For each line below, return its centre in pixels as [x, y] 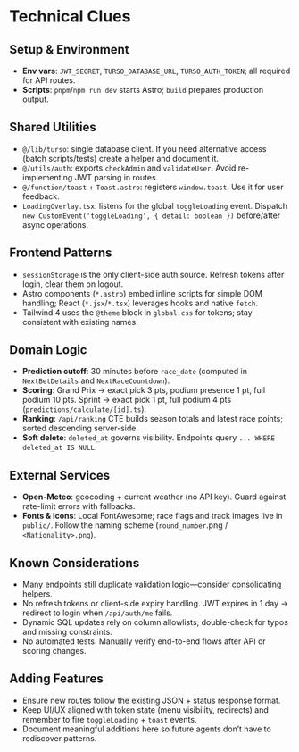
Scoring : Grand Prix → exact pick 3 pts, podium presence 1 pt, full [144, 390]
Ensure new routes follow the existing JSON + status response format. [151, 700]
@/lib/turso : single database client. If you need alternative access [144, 148]
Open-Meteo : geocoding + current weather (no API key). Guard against [154, 497]
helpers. [37, 594]
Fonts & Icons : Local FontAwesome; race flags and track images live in [152, 516]
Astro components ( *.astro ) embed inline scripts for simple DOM [142, 293]
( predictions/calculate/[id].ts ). [84, 409]
